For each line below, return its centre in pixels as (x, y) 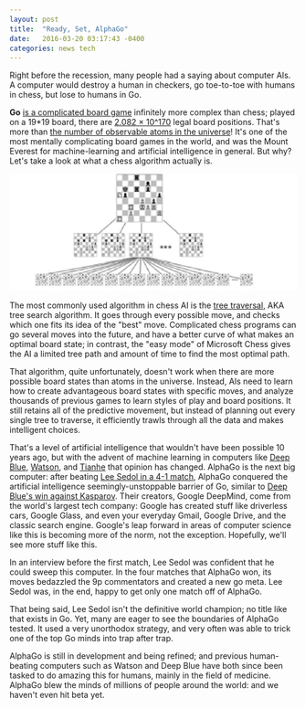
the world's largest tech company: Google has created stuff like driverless (148, 506)
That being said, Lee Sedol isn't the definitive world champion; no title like (148, 609)
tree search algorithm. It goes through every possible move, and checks (145, 315)
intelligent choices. (45, 430)
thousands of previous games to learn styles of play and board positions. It (150, 401)
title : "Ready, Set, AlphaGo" (69, 29)
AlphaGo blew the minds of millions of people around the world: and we (144, 685)
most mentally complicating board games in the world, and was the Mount (149, 142)
